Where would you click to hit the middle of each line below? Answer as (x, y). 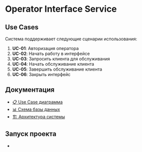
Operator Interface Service (61, 9)
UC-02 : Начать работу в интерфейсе (51, 53)
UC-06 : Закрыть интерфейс (41, 74)
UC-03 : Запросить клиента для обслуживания (61, 59)
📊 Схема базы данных (36, 109)
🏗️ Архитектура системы (39, 117)
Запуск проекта (31, 134)
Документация (30, 90)
